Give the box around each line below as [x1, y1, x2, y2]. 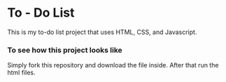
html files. [7, 68, 36, 77]
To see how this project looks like [7, 45, 122, 55]
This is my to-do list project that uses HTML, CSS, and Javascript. [7, 28, 197, 36]
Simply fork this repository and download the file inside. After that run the [7, 61, 219, 69]
